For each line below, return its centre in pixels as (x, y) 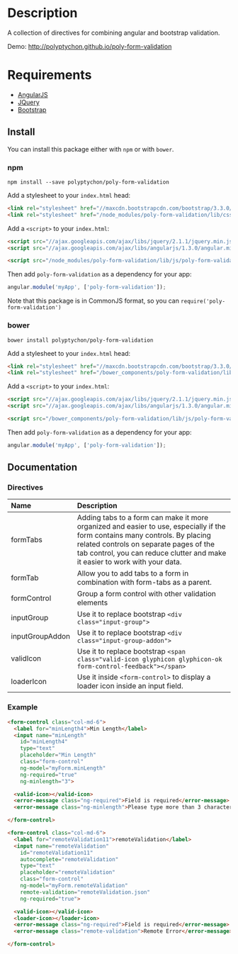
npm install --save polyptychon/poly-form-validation (89, 182)
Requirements (50, 75)
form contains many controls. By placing (144, 535)
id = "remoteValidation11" (57, 853)
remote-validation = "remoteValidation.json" (85, 892)
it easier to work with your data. (129, 562)
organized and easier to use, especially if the (151, 527)
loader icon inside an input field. (130, 686)
